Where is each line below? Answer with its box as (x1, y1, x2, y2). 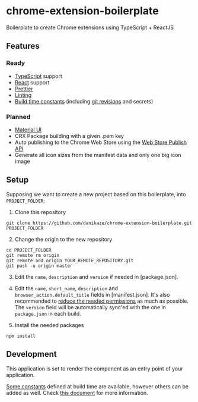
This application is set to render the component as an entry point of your (6, 365, 183, 372)
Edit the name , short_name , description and (14, 284, 119, 292)
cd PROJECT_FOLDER (6, 247, 52, 253)
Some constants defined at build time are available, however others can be (6, 382, 189, 390)
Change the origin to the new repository (14, 235, 113, 243)
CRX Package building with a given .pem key (14, 132, 124, 139)
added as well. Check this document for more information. (6, 389, 148, 396)
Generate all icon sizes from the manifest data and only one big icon (14, 151, 182, 158)
